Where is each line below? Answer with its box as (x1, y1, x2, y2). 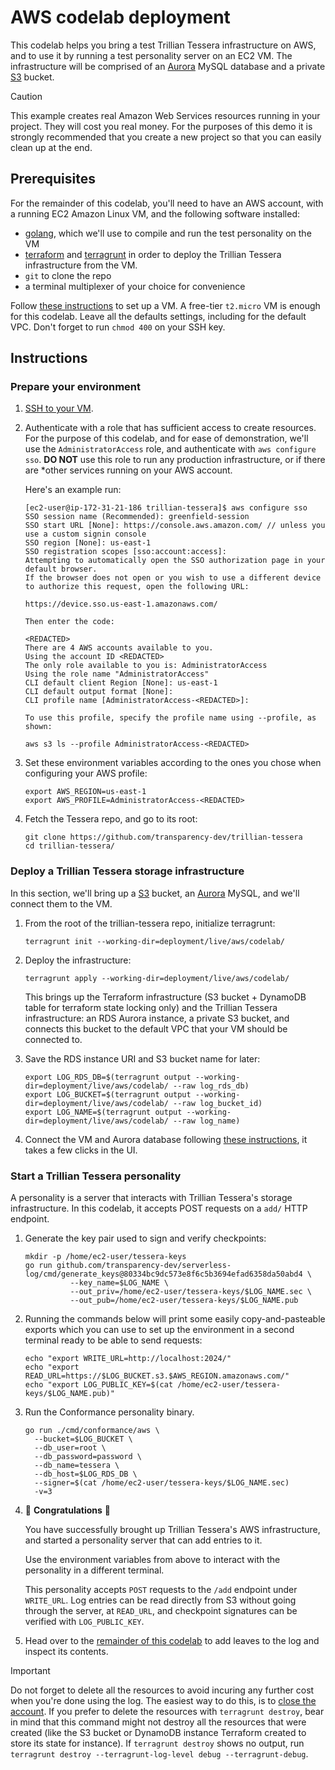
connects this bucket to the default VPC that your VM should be (24, 1022, 288, 1035)
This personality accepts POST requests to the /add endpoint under (24, 1584, 298, 1596)
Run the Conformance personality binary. (24, 1406, 195, 1418)
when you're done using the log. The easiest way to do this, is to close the (10, 1695, 317, 1707)
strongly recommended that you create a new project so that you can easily (10, 131, 322, 143)
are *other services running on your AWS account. (24, 464, 233, 476)
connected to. (24, 1033, 83, 1045)
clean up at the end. (10, 141, 93, 153)
